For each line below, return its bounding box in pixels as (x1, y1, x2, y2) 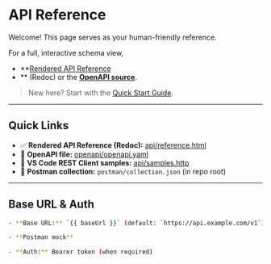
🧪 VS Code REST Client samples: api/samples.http (19, 157, 190, 167)
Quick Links (8, 119, 69, 132)
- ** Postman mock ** (8, 233, 74, 241)
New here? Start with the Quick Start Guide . (27, 87, 173, 98)
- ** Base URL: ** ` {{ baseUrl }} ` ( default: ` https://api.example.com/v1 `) (8, 219, 265, 227)
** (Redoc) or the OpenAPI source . (19, 72, 137, 82)
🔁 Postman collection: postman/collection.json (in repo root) (19, 166, 227, 176)
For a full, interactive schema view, (8, 48, 123, 57)
